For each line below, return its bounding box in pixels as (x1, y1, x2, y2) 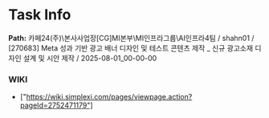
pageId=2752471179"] (19, 100, 94, 110)
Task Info (8, 6, 71, 24)
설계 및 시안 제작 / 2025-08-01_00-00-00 (22, 53, 157, 63)
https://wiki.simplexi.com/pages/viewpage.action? (26, 92, 193, 102)
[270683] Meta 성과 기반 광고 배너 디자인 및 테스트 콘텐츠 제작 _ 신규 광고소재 (8, 43, 254, 53)
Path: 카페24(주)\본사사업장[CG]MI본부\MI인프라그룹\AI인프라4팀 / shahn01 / (8, 33, 255, 43)
